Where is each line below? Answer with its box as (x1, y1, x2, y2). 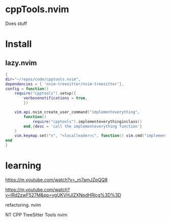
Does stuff (5, 20, 27, 26)
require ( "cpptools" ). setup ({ (14, 91, 76, 96)
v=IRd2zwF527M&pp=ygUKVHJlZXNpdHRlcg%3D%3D (5, 192, 121, 198)
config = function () (5, 86, 49, 91)
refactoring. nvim (5, 202, 42, 208)
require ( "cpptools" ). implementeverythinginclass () (32, 119, 142, 124)
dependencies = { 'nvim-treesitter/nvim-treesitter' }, (5, 81, 124, 87)
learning (5, 160, 42, 172)
